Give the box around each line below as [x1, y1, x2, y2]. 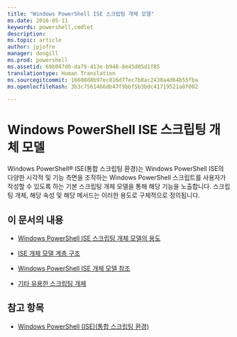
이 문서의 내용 [7, 214, 64, 226]
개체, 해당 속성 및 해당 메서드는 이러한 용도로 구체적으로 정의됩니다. [14, 191, 200, 199]
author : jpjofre [7, 43, 55, 50]
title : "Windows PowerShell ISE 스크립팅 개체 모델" [7, 10, 155, 18]
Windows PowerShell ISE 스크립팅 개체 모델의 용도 [17, 234, 161, 242]
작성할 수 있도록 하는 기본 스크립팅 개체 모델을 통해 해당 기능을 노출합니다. [7, 182, 211, 191]
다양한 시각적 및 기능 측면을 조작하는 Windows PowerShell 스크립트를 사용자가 [7, 173, 226, 182]
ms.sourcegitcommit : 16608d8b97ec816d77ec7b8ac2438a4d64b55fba [7, 76, 199, 84]
